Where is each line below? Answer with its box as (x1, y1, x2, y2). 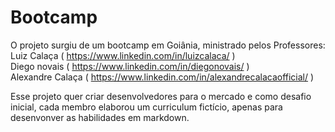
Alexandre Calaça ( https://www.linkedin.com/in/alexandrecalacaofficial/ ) (10, 71, 315, 83)
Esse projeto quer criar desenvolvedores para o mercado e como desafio (10, 90, 312, 102)
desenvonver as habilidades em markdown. (10, 111, 190, 123)
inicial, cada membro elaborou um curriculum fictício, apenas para (10, 101, 283, 113)
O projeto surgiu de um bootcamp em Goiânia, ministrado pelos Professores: (10, 39, 326, 51)
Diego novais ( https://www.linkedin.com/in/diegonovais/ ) (10, 60, 250, 72)
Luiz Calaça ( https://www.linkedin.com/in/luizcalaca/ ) (10, 49, 236, 61)
